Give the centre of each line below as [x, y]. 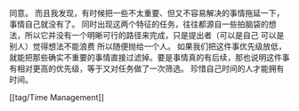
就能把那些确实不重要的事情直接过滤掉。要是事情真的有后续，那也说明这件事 [149, 57]
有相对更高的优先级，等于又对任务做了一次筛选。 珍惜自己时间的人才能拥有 [147, 68]
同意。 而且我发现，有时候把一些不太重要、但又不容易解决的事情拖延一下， [147, 13]
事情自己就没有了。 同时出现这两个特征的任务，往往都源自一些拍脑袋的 [139, 24]
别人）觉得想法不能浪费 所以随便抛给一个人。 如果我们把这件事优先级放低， [148, 46]
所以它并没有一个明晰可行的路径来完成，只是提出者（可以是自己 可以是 [154, 35]
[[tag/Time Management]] [57, 97]
